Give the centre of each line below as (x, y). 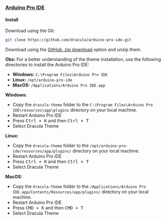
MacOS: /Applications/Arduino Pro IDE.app (59, 85)
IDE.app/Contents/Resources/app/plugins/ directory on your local (80, 192)
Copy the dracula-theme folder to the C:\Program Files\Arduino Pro (83, 104)
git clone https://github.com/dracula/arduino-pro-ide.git (68, 40)
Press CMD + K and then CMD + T (48, 208)
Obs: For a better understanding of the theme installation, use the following (83, 59)
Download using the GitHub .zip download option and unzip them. (73, 50)
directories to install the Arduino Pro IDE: (47, 65)
